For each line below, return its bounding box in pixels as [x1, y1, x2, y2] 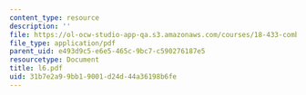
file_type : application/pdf [9, 38, 117, 48]
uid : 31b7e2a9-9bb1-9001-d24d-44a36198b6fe [9, 72, 178, 81]
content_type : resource [9, 13, 100, 23]
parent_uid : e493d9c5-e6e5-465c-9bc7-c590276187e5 [9, 47, 206, 56]
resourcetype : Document [9, 55, 100, 64]
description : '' [9, 22, 71, 31]
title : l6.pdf [9, 64, 64, 73]
